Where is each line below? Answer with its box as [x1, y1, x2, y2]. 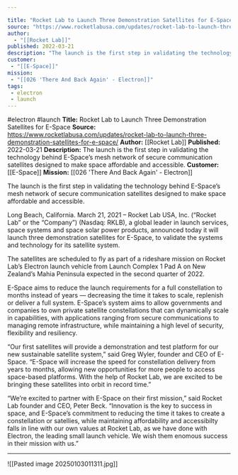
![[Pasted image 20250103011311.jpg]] [7, 459, 118, 469]
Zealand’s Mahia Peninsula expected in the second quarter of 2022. [7, 270, 205, 278]
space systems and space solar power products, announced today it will [7, 226, 219, 234]
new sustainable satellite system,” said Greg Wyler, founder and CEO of [7, 350, 216, 359]
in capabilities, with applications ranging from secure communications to [7, 314, 220, 322]
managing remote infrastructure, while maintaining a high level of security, [7, 321, 225, 330]
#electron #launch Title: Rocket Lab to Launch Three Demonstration [7, 115, 207, 124]
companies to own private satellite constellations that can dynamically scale [7, 306, 229, 315]
